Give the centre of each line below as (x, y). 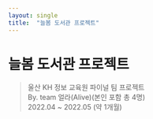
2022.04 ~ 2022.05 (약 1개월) (75, 107)
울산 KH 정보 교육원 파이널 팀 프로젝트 (86, 87)
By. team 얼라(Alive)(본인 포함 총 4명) (86, 97)
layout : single (33, 15)
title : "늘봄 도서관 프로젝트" (54, 23)
